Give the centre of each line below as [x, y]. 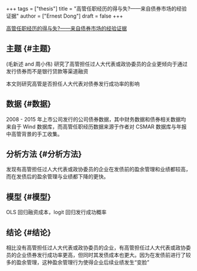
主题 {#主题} [29, 49]
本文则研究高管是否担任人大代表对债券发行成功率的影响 [73, 83]
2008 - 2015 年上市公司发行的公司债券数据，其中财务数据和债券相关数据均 [96, 119]
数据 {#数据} [29, 104]
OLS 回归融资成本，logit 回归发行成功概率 [56, 212]
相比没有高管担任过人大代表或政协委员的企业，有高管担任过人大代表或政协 [96, 248]
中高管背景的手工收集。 [34, 134]
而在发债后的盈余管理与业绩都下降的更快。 [57, 177]
